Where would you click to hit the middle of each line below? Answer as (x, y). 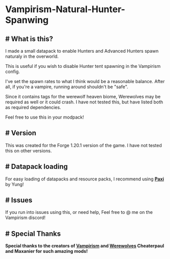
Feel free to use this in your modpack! (45, 117)
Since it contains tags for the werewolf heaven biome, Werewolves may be (83, 97)
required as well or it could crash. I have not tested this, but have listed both (84, 102)
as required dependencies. (33, 107)
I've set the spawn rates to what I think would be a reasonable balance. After (85, 81)
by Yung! (15, 184)
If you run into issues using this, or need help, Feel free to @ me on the (79, 212)
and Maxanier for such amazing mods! (47, 251)
